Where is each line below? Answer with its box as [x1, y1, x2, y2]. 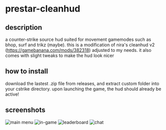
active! [5, 91, 19, 97]
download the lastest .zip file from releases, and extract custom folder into [5, 80, 159, 86]
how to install [5, 67, 48, 76]
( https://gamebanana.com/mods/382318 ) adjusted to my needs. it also [5, 47, 152, 53]
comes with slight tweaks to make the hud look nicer [5, 52, 114, 58]
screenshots [5, 106, 46, 114]
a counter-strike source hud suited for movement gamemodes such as [5, 36, 151, 42]
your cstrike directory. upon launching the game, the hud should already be [5, 86, 161, 92]
